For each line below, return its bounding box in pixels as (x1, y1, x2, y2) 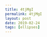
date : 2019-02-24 (5, 20, 40, 25)
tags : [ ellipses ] (5, 25, 40, 30)
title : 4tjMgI (5, 7, 34, 12)
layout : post (5, 16, 31, 21)
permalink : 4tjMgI (5, 12, 42, 16)
